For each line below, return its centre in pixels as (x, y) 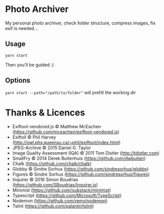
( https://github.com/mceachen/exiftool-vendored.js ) (66, 132)
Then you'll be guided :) (30, 65)
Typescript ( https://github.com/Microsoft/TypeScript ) (67, 195)
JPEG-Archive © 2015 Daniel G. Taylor (51, 148)
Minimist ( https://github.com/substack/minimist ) (62, 190)
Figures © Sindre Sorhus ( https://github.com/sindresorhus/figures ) (81, 174)
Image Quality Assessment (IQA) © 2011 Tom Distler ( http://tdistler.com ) (86, 153)
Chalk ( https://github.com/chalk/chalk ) (52, 164)
